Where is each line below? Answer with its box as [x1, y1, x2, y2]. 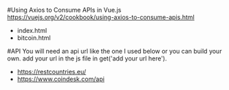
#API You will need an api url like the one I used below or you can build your [7, 47, 222, 55]
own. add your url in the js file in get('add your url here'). [7, 54, 167, 63]
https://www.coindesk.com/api [17, 75, 105, 83]
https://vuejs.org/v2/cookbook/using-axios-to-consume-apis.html [7, 13, 195, 21]
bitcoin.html [17, 34, 51, 42]
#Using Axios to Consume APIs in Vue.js [7, 6, 122, 14]
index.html [17, 27, 47, 34]
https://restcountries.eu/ [17, 68, 87, 76]
